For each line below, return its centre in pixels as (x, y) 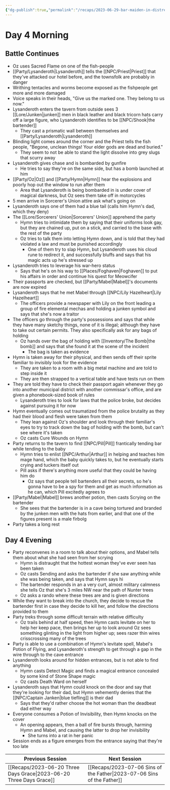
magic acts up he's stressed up (60, 260)
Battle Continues (32, 54)
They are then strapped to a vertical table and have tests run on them (92, 379)
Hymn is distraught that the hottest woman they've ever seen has (88, 563)
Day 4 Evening (29, 540)
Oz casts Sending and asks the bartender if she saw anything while (90, 574)
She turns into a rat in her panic (60, 736)
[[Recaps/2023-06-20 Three (44, 768)
